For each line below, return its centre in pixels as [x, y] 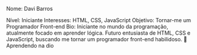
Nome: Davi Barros [29, 9]
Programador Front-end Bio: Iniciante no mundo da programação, [87, 27]
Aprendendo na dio [30, 45]
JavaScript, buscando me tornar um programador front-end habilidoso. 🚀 [97, 39]
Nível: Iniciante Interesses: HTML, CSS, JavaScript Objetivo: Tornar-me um [98, 20]
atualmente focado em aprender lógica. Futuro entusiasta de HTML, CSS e [98, 33]
